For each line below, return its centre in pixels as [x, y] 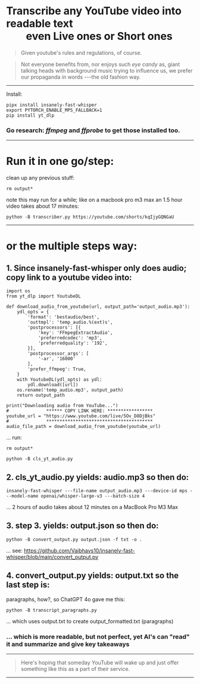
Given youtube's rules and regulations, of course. [81, 52]
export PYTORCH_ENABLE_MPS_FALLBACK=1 [54, 110]
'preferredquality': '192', [73, 343]
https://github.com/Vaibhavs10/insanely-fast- [79, 550]
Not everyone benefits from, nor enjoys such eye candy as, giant [100, 64]
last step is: [28, 585]
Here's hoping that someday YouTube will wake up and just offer [100, 663]
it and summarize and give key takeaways [68, 644]
